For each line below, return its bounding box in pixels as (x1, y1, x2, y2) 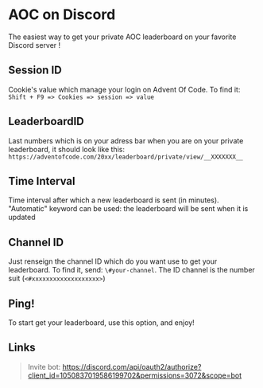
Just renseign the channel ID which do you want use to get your (8, 257, 218, 266)
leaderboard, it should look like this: (8, 144, 126, 154)
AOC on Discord (8, 6, 116, 24)
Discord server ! (8, 40, 61, 49)
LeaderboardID (8, 115, 85, 128)
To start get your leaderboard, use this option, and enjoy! (8, 318, 195, 327)
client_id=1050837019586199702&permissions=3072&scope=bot (27, 370, 242, 380)
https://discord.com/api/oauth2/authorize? (62, 362, 202, 371)
